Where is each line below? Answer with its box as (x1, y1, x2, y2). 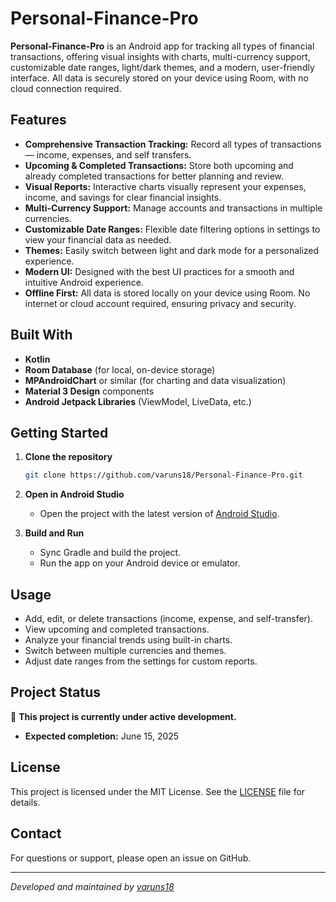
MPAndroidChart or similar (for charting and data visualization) (24, 374, 287, 386)
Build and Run (24, 527, 85, 539)
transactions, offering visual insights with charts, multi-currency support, (10, 50, 311, 62)
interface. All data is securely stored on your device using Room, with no (10, 72, 309, 84)
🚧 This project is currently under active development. (10, 710, 237, 722)
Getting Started (10, 424, 109, 441)
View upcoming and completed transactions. (24, 623, 210, 636)
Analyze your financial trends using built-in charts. (24, 634, 233, 646)
